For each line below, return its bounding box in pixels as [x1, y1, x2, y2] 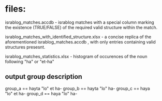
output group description [5, 72, 82, 81]
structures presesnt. [5, 44, 45, 50]
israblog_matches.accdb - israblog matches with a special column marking [5, 19, 154, 25]
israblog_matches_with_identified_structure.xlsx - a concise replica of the [5, 34, 151, 40]
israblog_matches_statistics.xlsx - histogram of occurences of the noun [5, 53, 147, 59]
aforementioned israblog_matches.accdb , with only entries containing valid [5, 39, 156, 44]
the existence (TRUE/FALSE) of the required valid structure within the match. [5, 24, 158, 30]
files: [5, 3, 26, 14]
